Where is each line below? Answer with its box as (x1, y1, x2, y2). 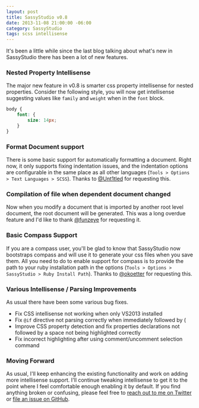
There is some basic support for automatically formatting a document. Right (6, 156, 192, 163)
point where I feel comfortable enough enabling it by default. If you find (6, 383, 181, 390)
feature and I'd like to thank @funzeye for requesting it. (6, 216, 141, 224)
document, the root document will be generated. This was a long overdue (6, 210, 186, 217)
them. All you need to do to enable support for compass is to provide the (6, 257, 184, 264)
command (14, 341, 40, 349)
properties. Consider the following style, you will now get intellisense (6, 88, 175, 95)
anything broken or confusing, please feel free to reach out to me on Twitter (6, 389, 192, 397)
